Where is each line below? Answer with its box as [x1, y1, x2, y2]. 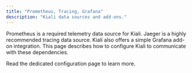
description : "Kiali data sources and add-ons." [6, 14, 127, 20]
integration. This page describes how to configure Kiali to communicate [13, 42, 186, 50]
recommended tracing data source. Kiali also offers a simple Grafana [6, 36, 172, 43]
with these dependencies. [6, 48, 68, 55]
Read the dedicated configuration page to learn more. [6, 60, 136, 67]
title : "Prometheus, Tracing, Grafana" [6, 8, 104, 15]
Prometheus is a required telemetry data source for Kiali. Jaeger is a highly [6, 30, 186, 37]
